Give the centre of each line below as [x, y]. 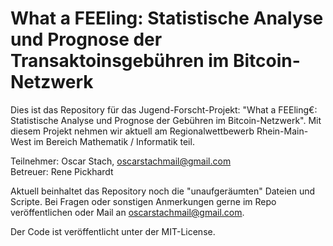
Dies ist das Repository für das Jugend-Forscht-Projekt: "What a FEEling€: [164, 109]
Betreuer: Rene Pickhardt [62, 171]
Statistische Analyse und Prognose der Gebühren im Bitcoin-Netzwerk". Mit [166, 120]
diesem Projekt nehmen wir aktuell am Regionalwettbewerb [132, 131]
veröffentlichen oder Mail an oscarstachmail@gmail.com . [127, 212]
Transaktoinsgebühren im [120, 61]
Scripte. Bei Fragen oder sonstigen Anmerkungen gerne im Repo [143, 201]
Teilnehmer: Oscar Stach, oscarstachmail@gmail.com [121, 161]
